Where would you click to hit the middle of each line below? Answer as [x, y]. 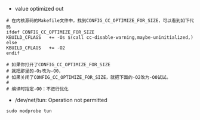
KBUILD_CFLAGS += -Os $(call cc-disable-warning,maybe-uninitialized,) [100, 38]
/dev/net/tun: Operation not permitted [61, 100]
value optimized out [39, 9]
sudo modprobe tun [29, 111]
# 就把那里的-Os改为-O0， [35, 71]
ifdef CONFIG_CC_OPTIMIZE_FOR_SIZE [50, 32]
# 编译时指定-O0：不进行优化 [37, 89]
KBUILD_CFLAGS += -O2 [36, 48]
